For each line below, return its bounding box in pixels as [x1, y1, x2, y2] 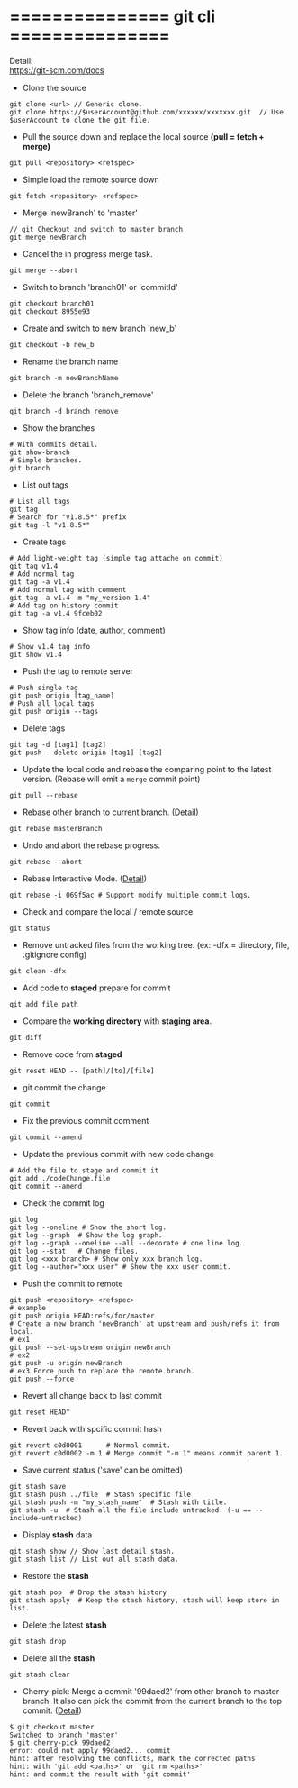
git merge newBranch [9, 233, 87, 242]
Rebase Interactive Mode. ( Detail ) [22, 872, 147, 884]
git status [9, 924, 50, 933]
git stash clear [9, 1670, 70, 1679]
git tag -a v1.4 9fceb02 [9, 608, 103, 618]
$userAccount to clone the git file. [9, 115, 151, 124]
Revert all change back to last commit [22, 1390, 162, 1400]
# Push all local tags [9, 698, 95, 708]
